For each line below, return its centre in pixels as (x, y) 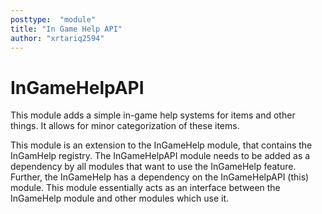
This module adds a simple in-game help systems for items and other (153, 115)
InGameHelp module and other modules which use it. (119, 198)
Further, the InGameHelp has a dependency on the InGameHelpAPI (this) (160, 177)
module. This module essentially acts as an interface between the (145, 188)
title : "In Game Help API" (66, 29)
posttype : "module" (53, 19)
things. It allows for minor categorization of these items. (125, 126)
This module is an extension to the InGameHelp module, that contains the (161, 145)
